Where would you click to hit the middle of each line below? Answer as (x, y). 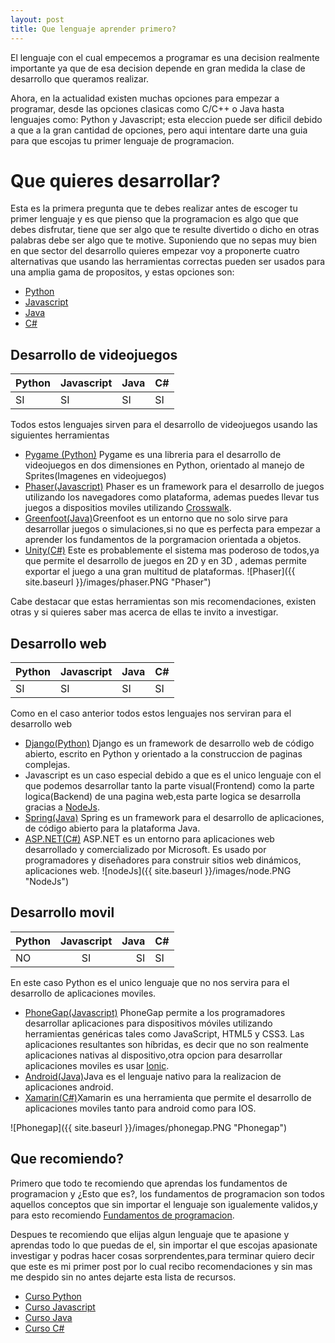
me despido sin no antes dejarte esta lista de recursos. (123, 1277)
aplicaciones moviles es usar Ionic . (97, 1065)
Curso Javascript (60, 1307)
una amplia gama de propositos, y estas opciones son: (122, 272)
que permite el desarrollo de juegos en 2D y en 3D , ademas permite (165, 561)
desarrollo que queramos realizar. (80, 78)
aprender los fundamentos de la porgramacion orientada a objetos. (163, 540)
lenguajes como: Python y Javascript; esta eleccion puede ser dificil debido (166, 119)
